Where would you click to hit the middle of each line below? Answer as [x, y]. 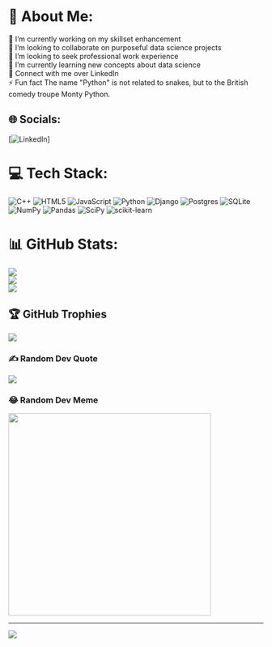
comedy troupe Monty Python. [59, 94]
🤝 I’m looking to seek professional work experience [93, 56]
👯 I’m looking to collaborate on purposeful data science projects [115, 47]
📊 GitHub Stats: [64, 244]
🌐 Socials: [35, 119]
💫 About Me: [51, 17]
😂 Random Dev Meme [53, 400]
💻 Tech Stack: [58, 173]
